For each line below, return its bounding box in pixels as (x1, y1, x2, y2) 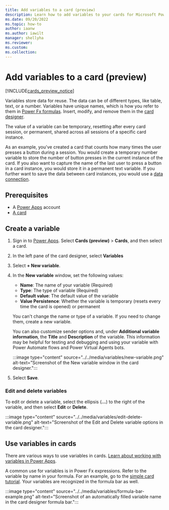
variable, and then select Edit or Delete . (5, 404, 88, 410)
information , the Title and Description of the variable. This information (12, 334, 160, 340)
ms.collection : (5, 49, 37, 54)
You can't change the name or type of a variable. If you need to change (12, 313, 161, 319)
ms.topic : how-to (5, 21, 42, 27)
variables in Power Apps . (5, 458, 57, 464)
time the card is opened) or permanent (20, 304, 101, 310)
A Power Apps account (12, 204, 60, 210)
